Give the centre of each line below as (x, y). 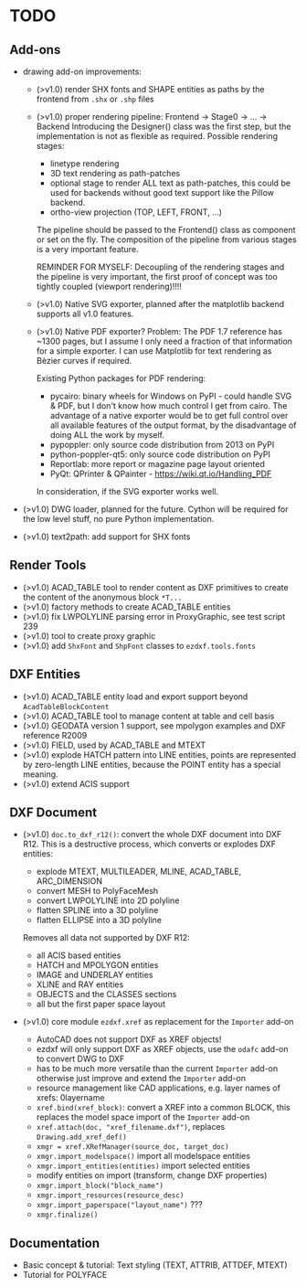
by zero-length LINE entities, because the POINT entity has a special (152, 764)
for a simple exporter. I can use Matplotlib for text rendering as (154, 351)
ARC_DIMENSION (69, 881)
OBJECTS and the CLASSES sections (106, 994)
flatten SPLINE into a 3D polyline (97, 910)
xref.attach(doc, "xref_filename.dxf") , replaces (131, 1127)
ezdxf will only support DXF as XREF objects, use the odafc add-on (163, 1049)
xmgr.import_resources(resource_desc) (110, 1196)
